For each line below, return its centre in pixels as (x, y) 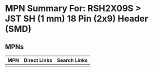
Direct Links (38, 60)
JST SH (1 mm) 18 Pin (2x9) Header (77, 19)
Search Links (72, 60)
